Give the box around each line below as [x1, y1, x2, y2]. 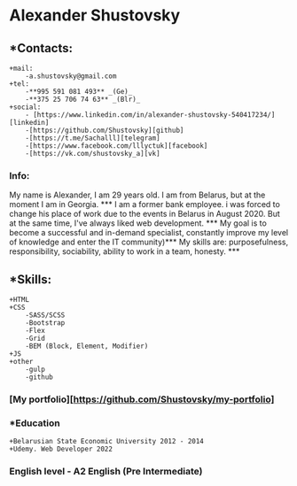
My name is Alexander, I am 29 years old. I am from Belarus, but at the [9, 189, 266, 200]
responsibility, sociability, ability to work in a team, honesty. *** [9, 246, 240, 257]
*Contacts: [9, 41, 74, 56]
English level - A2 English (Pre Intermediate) [9, 466, 203, 478]
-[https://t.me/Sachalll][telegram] [25, 134, 161, 143]
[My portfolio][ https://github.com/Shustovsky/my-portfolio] [9, 393, 275, 405]
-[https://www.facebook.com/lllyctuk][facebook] [25, 142, 208, 150]
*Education [9, 417, 60, 429]
